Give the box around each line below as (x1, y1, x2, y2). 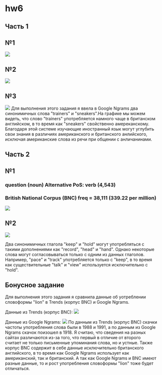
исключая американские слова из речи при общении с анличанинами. (5, 136, 152, 142)
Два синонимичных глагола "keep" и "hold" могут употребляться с (5, 241, 145, 247)
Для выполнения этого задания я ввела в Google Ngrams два (11, 105, 138, 112)
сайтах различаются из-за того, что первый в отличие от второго (5, 334, 141, 340)
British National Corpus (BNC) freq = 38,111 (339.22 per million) (5, 195, 157, 201)
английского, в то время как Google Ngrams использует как (5, 350, 130, 356)
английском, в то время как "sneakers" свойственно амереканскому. (5, 121, 149, 127)
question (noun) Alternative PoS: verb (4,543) (5, 181, 116, 188)
